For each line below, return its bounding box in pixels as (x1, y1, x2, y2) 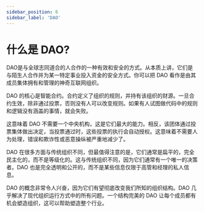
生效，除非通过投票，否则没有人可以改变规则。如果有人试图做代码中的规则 (11, 100, 198, 107)
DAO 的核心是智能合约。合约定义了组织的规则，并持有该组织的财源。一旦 (6, 92, 189, 99)
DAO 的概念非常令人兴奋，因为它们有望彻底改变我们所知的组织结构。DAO (6, 184, 190, 192)
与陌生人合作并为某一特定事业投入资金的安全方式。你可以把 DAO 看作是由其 (6, 71, 196, 79)
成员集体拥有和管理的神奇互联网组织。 (6, 79, 102, 87)
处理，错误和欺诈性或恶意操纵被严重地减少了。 (11, 135, 129, 143)
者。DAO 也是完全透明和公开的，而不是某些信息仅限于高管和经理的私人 (6, 164, 184, 171)
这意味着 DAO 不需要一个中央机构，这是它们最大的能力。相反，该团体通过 (6, 120, 191, 128)
